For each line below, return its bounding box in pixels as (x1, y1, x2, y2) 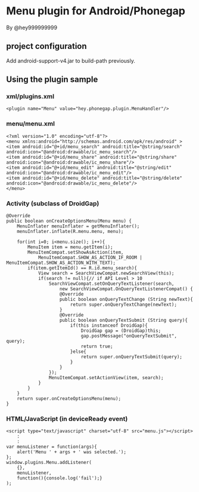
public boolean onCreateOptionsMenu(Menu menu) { (6, 218, 132, 225)
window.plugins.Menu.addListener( (6, 460, 92, 466)
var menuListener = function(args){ (6, 444, 97, 450)
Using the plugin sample (6, 75, 98, 85)
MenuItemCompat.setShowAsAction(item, (27, 250, 124, 256)
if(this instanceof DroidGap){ (70, 322, 148, 329)
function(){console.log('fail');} (17, 475, 102, 481)
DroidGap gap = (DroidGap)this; (80, 328, 161, 334)
